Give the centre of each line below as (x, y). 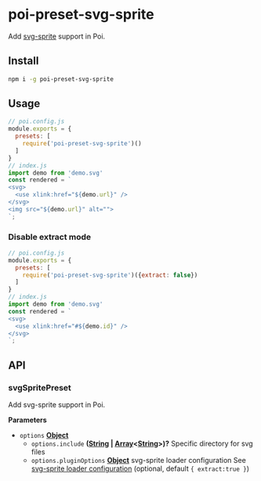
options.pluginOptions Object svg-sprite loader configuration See (139, 461)
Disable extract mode (50, 237)
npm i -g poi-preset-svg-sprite (61, 79)
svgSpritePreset (40, 387)
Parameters (27, 420)
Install (24, 61)
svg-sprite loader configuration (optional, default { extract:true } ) (140, 468)
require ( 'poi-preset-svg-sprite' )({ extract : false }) (110, 275)
